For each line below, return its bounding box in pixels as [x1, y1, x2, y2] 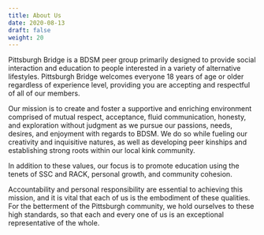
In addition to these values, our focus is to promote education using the [8, 161, 240, 170]
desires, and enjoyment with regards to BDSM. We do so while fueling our [8, 129, 248, 139]
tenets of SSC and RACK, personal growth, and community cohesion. [8, 170, 232, 179]
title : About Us [8, 11, 61, 20]
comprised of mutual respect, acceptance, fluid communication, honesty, [8, 112, 247, 122]
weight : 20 [8, 33, 44, 42]
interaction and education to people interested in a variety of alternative [8, 64, 241, 73]
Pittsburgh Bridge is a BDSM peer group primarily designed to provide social [8, 55, 256, 65]
